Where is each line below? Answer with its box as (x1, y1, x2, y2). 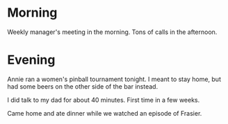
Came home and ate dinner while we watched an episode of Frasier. (7, 109, 202, 117)
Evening (7, 52, 56, 68)
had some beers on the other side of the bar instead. (7, 82, 158, 91)
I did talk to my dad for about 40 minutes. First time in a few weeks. (7, 96, 200, 104)
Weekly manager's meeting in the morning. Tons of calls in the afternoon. (7, 28, 218, 36)
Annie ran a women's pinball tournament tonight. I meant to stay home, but (7, 75, 221, 83)
